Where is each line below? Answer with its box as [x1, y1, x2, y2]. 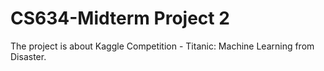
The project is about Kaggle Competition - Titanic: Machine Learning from [10, 40, 315, 52]
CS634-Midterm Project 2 [10, 7, 230, 30]
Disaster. [10, 50, 47, 62]
